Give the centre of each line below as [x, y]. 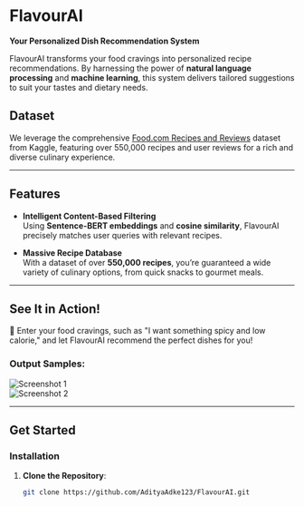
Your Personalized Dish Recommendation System [104, 41]
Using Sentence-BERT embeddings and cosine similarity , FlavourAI [151, 225]
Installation [35, 456]
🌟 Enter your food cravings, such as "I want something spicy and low [138, 331]
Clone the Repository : [64, 476]
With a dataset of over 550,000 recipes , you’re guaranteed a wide [147, 262]
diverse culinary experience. [62, 157]
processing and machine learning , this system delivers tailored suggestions [152, 77]
